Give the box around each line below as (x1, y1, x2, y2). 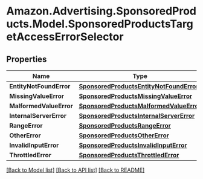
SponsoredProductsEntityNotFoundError (79, 82, 199, 90)
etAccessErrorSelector (6, 30, 124, 44)
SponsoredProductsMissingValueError (79, 92, 192, 100)
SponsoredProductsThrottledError (79, 151, 179, 159)
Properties (6, 54, 47, 64)
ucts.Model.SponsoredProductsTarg (6, 17, 193, 31)
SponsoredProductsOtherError (79, 131, 169, 140)
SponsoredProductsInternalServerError (79, 112, 195, 120)
